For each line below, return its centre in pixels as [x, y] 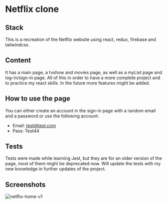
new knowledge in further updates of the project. [56, 169]
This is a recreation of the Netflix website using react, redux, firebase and [81, 39]
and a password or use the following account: [52, 116]
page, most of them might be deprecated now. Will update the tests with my [83, 164]
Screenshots [25, 184]
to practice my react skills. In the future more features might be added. [78, 83]
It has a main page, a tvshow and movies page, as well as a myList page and [83, 72]
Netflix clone [32, 9]
